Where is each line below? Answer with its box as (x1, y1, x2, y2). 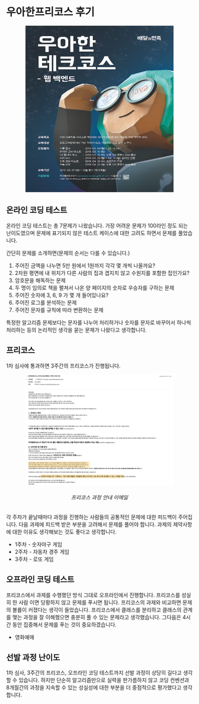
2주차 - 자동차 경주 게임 (14, 548, 70, 555)
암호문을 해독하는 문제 (14, 276, 66, 284)
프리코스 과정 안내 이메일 (70, 494, 129, 501)
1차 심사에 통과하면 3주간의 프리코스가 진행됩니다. (6, 362, 121, 369)
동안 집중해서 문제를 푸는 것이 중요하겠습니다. (12, 621, 117, 628)
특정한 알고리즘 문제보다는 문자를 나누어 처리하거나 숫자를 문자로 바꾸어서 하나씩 (6, 319, 191, 326)
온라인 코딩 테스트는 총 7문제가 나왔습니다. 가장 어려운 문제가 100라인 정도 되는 (6, 222, 188, 229)
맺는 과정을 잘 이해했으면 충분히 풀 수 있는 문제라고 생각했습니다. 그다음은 (12, 613, 182, 621)
